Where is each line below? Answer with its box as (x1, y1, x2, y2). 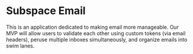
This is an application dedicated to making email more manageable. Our (6, 23, 179, 31)
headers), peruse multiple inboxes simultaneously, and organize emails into (6, 36, 188, 43)
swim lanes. (6, 42, 35, 49)
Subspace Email (6, 4, 86, 18)
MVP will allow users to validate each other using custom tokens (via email (6, 29, 186, 36)
